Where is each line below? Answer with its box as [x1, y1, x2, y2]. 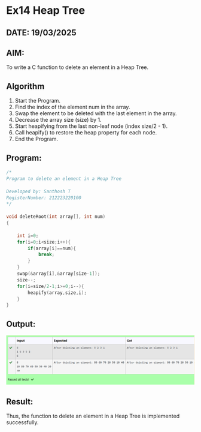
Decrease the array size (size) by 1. [14, 116, 102, 124]
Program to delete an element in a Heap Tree [6, 175, 121, 182]
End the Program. [14, 136, 59, 143]
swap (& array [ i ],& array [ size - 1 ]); [17, 271, 100, 277]
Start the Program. [14, 97, 61, 104]
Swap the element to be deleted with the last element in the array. [14, 110, 178, 117]
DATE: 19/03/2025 [6, 28, 77, 38]
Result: [6, 397, 33, 407]
